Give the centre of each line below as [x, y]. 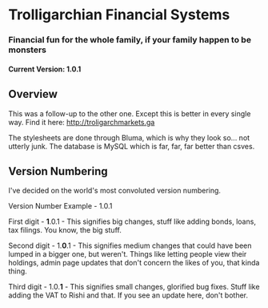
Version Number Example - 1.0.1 [60, 206]
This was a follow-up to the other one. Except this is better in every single [130, 113]
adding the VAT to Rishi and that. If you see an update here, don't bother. [128, 295]
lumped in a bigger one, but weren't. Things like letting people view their [128, 254]
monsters [27, 50]
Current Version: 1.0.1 [45, 69]
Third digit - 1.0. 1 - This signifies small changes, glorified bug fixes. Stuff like [134, 287]
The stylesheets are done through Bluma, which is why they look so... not [129, 137]
